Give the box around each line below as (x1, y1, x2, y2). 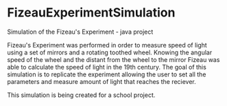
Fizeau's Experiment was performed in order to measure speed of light (7, 41, 207, 49)
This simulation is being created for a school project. (7, 91, 156, 99)
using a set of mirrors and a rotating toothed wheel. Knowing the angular (7, 48, 213, 56)
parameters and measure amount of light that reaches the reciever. (7, 77, 197, 85)
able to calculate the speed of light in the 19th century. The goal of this (7, 63, 207, 71)
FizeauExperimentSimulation (7, 5, 176, 21)
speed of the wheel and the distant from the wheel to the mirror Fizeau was (7, 55, 220, 63)
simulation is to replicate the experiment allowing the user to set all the (7, 70, 206, 78)
